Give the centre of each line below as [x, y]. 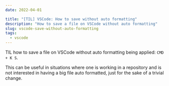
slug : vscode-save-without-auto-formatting [52, 28]
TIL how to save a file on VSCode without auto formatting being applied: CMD [84, 52]
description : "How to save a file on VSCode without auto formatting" [81, 24]
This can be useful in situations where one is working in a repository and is [83, 67]
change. [14, 78]
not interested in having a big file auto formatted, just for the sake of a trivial [84, 73]
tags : [11, 33]
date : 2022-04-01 [24, 10]
